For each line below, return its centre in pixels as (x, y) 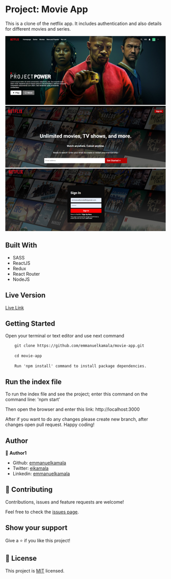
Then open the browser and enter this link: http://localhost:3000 (73, 409)
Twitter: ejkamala (31, 468)
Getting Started (30, 324)
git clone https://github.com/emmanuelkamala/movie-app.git (79, 346)
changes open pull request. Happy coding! (50, 425)
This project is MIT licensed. (35, 571)
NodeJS (21, 279)
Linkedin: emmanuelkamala (41, 474)
